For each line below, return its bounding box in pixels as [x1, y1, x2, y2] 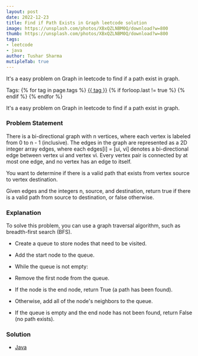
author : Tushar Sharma [6, 53, 62, 59]
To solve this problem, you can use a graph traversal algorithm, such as [6, 222, 181, 229]
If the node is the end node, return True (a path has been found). [14, 286, 173, 293]
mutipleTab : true [6, 58, 49, 64]
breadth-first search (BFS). [6, 229, 72, 236]
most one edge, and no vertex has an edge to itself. [6, 158, 132, 165]
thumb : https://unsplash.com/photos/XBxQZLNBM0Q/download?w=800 [6, 31, 168, 37]
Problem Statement [6, 119, 63, 127]
